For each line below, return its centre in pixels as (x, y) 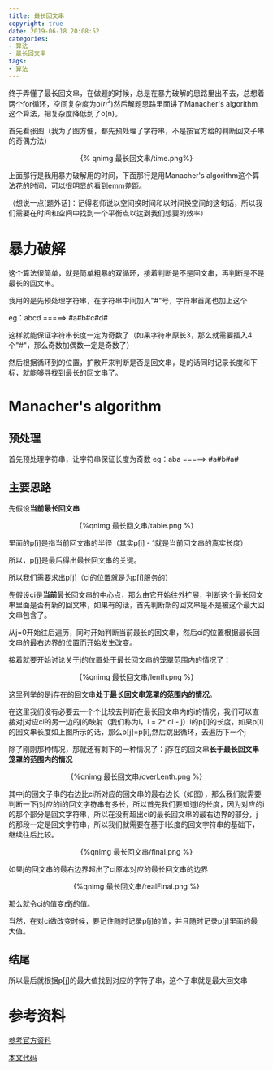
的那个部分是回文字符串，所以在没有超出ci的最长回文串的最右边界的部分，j (133, 815)
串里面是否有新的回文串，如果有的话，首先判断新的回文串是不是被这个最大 (133, 605)
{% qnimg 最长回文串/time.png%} (136, 159)
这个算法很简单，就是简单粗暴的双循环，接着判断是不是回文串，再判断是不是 (136, 273)
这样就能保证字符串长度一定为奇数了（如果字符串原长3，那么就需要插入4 (130, 335)
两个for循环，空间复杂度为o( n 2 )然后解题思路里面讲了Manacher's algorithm (133, 102)
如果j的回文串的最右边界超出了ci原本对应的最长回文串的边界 (108, 869)
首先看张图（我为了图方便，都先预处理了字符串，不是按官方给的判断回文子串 (136, 131)
